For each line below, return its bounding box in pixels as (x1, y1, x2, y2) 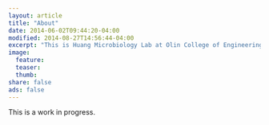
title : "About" (8, 19, 59, 27)
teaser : (15, 64, 42, 72)
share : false (8, 78, 52, 86)
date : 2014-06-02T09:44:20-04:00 (8, 26, 120, 34)
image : (8, 49, 30, 57)
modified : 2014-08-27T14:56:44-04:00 (8, 33, 134, 42)
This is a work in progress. (8, 107, 96, 117)
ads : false (8, 85, 45, 94)
